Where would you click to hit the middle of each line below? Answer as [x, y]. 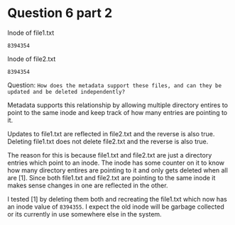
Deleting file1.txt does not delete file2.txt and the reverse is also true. [108, 141]
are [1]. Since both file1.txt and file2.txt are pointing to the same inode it [111, 177]
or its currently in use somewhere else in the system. [84, 214]
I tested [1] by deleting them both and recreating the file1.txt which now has [117, 199]
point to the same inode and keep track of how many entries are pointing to [117, 112]
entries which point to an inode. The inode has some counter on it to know [116, 163]
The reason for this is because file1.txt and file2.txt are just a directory [110, 155]
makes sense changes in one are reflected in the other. [88, 185]
